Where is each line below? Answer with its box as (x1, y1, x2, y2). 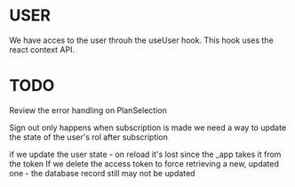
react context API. (9, 44, 76, 54)
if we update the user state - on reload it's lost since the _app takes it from (9, 149, 282, 159)
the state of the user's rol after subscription (9, 131, 169, 142)
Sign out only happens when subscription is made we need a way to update (9, 122, 287, 133)
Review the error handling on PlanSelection (9, 104, 167, 116)
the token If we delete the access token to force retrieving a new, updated (9, 158, 280, 169)
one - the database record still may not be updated (9, 167, 195, 178)
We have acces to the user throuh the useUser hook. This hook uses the (9, 35, 274, 45)
